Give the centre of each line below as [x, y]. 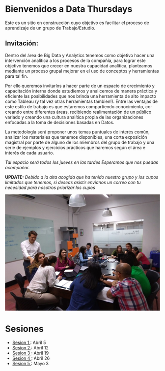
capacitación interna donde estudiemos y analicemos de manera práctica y [81, 91]
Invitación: [22, 44]
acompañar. [17, 167]
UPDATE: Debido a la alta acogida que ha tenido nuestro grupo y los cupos [82, 177]
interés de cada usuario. [29, 153]
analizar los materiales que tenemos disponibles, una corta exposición [76, 137]
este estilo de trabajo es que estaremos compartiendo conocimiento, [75, 106]
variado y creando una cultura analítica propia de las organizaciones [74, 117]
